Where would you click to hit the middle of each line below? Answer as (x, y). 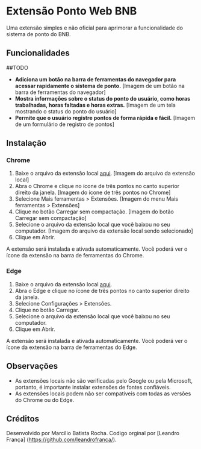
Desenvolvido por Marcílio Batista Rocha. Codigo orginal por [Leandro (93, 433)
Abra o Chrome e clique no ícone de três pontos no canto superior (97, 186)
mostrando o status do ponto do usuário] (66, 111)
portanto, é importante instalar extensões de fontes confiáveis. (93, 387)
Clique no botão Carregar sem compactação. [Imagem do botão (94, 212)
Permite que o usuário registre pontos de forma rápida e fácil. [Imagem (105, 118)
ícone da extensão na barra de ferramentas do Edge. (72, 347)
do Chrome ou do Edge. (45, 400)
